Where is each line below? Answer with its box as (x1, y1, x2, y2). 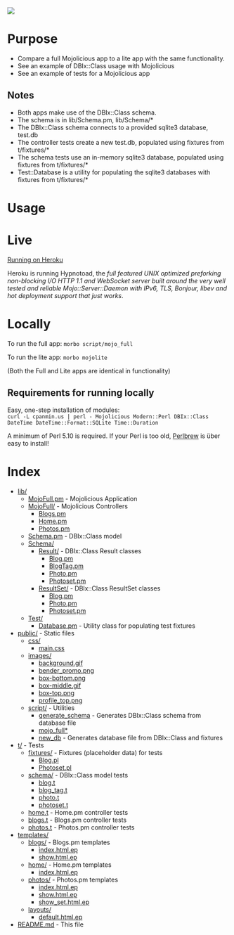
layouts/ (27, 905, 51, 913)
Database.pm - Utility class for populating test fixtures (38, 621, 195, 630)
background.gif (38, 659, 83, 667)
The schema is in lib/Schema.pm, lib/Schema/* (17, 115, 154, 124)
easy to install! (7, 439, 49, 447)
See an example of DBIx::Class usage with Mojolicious (17, 61, 175, 70)
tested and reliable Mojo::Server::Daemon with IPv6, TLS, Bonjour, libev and (7, 284, 227, 292)
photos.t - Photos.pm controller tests (27, 823, 135, 832)
